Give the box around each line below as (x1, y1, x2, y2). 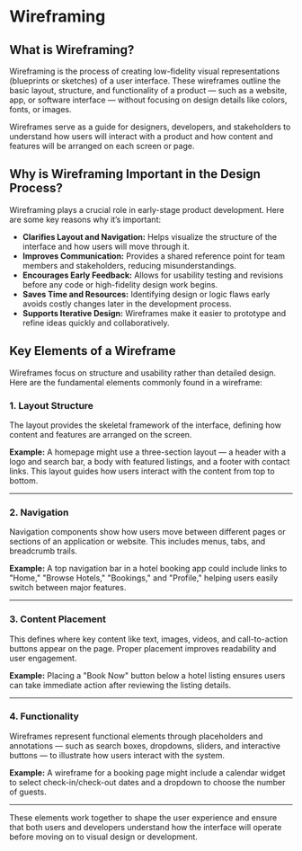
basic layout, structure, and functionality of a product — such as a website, (9, 85, 288, 95)
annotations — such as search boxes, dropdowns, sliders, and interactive (9, 740, 281, 751)
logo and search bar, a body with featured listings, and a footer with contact (9, 456, 290, 466)
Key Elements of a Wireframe (9, 343, 176, 359)
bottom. (9, 474, 39, 486)
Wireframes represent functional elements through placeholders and (9, 731, 263, 741)
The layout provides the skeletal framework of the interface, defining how (9, 420, 281, 430)
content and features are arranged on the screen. (9, 429, 192, 439)
